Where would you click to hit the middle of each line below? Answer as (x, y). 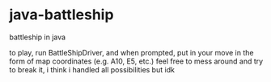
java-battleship (61, 15)
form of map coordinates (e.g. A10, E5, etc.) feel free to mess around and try (136, 61)
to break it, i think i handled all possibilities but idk (92, 69)
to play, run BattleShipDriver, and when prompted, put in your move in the (131, 52)
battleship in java (38, 37)
